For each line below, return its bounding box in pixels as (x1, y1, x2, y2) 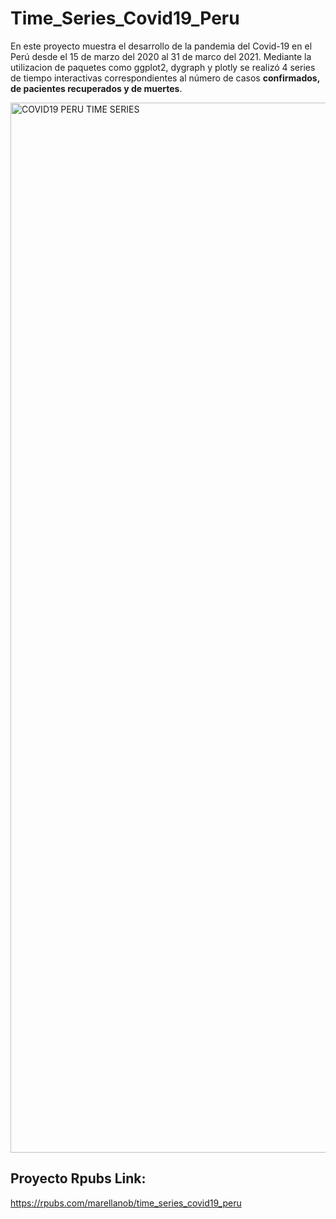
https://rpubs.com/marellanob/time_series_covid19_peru (10, 1197, 242, 1209)
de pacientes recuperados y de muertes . (10, 82, 183, 94)
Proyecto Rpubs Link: (10, 1170, 147, 1187)
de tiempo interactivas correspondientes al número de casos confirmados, (10, 72, 320, 84)
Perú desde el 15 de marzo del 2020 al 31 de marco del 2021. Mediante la (10, 50, 312, 62)
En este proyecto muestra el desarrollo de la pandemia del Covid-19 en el (10, 40, 313, 52)
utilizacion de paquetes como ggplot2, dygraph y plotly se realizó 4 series (10, 61, 316, 73)
